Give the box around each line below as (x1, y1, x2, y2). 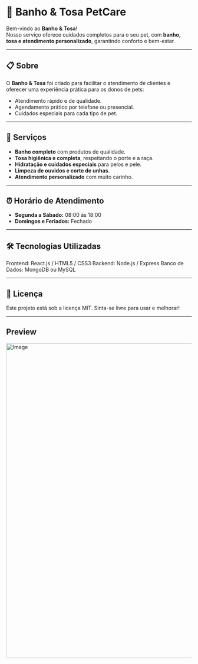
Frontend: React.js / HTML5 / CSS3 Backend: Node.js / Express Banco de (6, 260, 184, 267)
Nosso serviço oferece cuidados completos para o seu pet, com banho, (6, 31, 181, 38)
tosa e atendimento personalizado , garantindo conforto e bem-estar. (6, 37, 176, 44)
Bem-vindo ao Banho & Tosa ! (6, 25, 78, 32)
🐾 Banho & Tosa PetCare (6, 5, 127, 19)
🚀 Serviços (6, 132, 47, 142)
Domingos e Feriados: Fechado (14, 218, 93, 225)
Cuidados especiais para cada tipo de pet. (14, 109, 118, 117)
